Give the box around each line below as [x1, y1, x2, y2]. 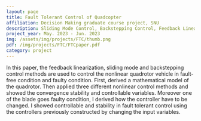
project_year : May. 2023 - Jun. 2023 [6, 31, 100, 37]
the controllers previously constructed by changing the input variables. [6, 108, 181, 115]
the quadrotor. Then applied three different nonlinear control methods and [6, 83, 188, 90]
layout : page [6, 8, 39, 15]
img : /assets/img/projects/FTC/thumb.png [6, 36, 111, 42]
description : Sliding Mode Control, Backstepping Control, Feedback [6, 25, 181, 32]
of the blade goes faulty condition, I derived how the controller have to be [6, 95, 188, 103]
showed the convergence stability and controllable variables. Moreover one [6, 89, 193, 96]
